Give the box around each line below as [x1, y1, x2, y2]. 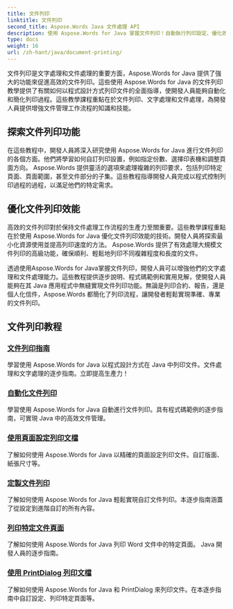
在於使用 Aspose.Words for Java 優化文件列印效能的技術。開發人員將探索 [7, 231, 217, 240]
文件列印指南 [7, 343, 51, 353]
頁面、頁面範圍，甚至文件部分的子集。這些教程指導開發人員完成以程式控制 [7, 172, 220, 180]
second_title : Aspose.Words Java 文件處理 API [7, 23, 140, 30]
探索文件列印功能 [7, 126, 80, 138]
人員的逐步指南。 [12, 549, 62, 557]
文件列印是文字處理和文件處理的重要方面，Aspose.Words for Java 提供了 [7, 69, 216, 77]
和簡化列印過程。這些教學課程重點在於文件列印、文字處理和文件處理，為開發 [7, 95, 226, 103]
